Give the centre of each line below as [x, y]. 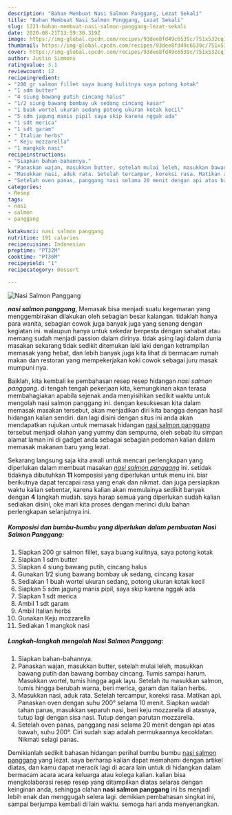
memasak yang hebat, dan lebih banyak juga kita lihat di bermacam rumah [113, 353]
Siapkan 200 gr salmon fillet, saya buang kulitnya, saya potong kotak [115, 552]
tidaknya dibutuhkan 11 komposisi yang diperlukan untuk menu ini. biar [108, 475]
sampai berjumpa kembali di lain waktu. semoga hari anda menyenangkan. [114, 804]
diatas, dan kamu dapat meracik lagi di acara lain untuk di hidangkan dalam [114, 767]
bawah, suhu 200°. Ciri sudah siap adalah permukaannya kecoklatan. [116, 731]
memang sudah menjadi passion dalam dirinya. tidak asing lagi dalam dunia [115, 338]
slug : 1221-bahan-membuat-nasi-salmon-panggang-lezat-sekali [97, 26]
